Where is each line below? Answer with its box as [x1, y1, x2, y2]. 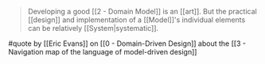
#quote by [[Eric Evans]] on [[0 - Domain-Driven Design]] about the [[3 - [8, 39, 247, 48]
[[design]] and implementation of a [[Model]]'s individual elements [27, 15, 246, 24]
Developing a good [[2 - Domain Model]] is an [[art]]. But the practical [27, 7, 257, 16]
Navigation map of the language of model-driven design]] [8, 47, 197, 56]
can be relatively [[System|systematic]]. [27, 24, 159, 32]
